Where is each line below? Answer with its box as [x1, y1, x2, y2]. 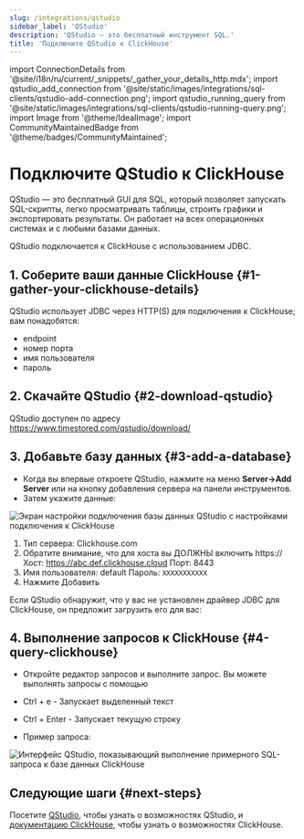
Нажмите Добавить [22, 576, 100, 587]
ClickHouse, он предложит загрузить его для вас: [9, 603, 203, 614]
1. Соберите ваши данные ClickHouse [9, 267, 235, 283]
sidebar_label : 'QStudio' [9, 22, 108, 31]
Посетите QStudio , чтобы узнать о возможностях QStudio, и [9, 810, 244, 821]
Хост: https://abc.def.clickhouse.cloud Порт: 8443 [22, 557, 215, 568]
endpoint [22, 333, 58, 343]
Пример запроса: [22, 731, 91, 742]
